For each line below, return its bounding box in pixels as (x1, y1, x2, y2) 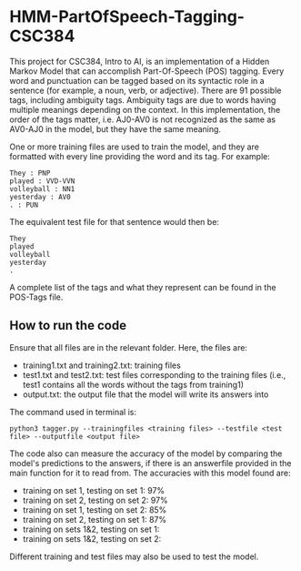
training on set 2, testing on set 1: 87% (22, 514, 166, 525)
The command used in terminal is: (9, 406, 136, 417)
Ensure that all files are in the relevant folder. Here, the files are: (9, 342, 248, 352)
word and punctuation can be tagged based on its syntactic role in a (9, 75, 266, 86)
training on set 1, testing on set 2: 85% (22, 504, 167, 515)
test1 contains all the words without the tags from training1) (22, 379, 244, 390)
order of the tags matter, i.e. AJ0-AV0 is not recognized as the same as (9, 114, 276, 125)
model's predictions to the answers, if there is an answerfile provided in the (9, 457, 293, 468)
